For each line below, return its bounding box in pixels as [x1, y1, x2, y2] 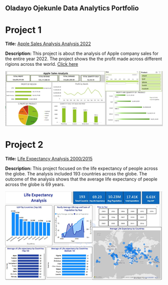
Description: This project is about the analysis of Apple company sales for [5, 50, 159, 57]
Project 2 [5, 139, 43, 150]
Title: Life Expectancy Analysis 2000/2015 [5, 155, 93, 161]
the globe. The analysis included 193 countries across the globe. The [5, 170, 147, 176]
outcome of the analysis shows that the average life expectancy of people [5, 176, 157, 182]
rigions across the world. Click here [5, 61, 78, 67]
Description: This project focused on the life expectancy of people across [5, 165, 158, 171]
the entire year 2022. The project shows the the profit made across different [5, 56, 162, 62]
